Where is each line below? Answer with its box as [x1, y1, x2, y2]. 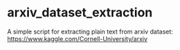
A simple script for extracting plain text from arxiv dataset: [7, 27, 173, 36]
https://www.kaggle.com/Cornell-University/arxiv [7, 34, 147, 42]
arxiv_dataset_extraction [7, 5, 153, 21]
